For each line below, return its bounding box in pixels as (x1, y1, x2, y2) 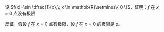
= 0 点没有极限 (5, 10, 36, 16)
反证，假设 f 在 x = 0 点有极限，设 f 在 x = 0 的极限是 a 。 (5, 21, 123, 27)
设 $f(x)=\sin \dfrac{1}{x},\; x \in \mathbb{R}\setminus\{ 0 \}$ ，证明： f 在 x (5, 4, 159, 10)
